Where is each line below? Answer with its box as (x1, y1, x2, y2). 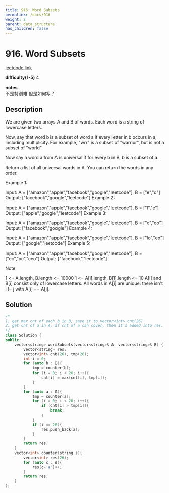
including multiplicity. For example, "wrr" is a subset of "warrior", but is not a (5, 139, 164, 145)
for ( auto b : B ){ (23, 361, 62, 366)
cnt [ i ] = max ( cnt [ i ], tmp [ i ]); (41, 375, 107, 380)
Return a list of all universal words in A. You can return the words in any (5, 164, 154, 170)
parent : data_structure (5, 21, 55, 27)
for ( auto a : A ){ (23, 389, 62, 394)
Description (5, 105, 43, 114)
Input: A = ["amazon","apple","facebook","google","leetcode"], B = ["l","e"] (5, 204, 159, 211)
